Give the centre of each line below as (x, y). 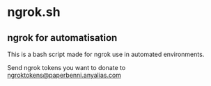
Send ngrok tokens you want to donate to (67, 68)
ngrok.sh (34, 12)
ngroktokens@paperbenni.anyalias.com (64, 75)
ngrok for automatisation (62, 38)
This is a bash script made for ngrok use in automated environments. (106, 54)
